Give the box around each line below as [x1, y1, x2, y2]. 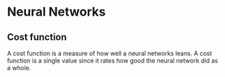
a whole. [7, 64, 31, 72]
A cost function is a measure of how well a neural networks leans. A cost [7, 49, 212, 57]
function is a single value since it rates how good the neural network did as [7, 57, 218, 65]
